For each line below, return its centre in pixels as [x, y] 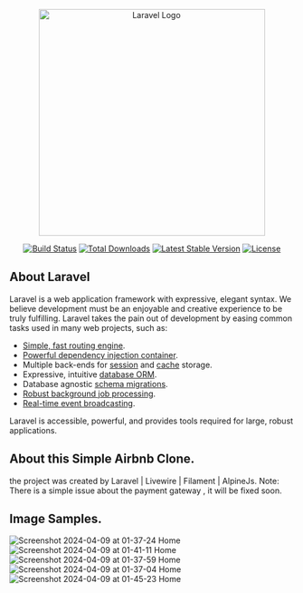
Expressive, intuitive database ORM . [90, 374]
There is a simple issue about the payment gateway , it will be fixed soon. [146, 491]
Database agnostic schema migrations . [95, 384]
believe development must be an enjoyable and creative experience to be [146, 308]
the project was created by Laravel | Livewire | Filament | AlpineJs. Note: [144, 481]
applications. [33, 430]
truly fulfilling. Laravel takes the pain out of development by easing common [151, 318]
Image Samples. [56, 519]
